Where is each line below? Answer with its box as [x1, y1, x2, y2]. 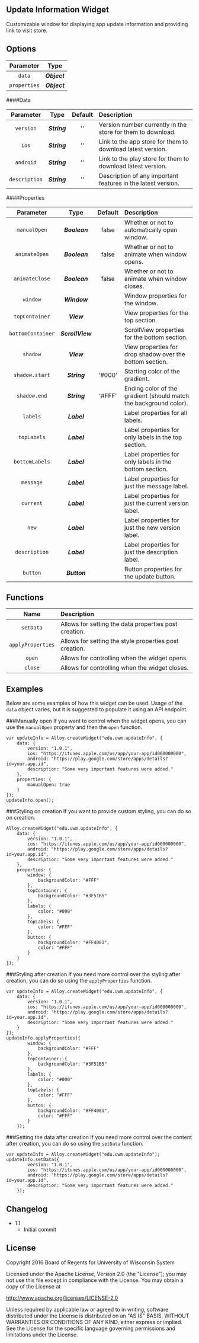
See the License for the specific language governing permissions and [6, 1325, 176, 1332]
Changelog [6, 1204, 48, 1214]
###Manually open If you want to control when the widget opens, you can [6, 717, 187, 725]
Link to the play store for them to [98, 154, 190, 162]
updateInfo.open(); [6, 797, 54, 804]
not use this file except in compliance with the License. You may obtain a [6, 1277, 184, 1284]
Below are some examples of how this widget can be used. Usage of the [6, 699, 183, 707]
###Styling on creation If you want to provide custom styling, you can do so [6, 808, 191, 815]
